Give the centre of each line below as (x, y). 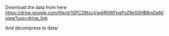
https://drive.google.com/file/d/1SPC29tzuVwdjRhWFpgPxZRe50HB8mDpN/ (85, 13)
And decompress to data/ (32, 28)
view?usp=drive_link (27, 18)
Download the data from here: (36, 7)
